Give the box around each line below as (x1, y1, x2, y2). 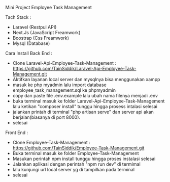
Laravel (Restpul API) (12, 24, 57, 30)
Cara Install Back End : (5, 50, 52, 56)
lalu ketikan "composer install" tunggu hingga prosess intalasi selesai (12, 103, 158, 109)
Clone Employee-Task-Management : (12, 140, 90, 145)
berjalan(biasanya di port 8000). (12, 114, 80, 120)
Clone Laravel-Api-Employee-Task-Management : (12, 60, 117, 66)
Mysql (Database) (12, 40, 50, 46)
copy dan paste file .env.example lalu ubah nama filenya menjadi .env (12, 93, 158, 98)
